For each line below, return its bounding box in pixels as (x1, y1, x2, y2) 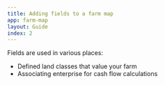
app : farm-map (7, 17, 49, 24)
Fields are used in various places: (7, 49, 103, 57)
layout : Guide (7, 23, 49, 30)
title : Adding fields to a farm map (7, 10, 113, 17)
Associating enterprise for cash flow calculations (17, 70, 158, 78)
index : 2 (7, 29, 33, 37)
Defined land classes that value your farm (17, 62, 137, 70)
